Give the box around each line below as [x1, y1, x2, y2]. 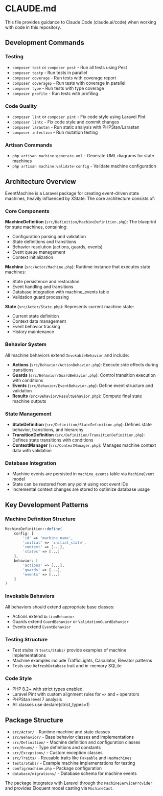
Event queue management [12, 249, 66, 255]
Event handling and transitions [12, 284, 73, 289]
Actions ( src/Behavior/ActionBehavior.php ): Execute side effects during [12, 362, 159, 367]
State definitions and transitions [12, 239, 77, 245]
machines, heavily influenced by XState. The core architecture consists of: [5, 195, 155, 201]
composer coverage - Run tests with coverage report [12, 74, 116, 81]
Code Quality [5, 102, 37, 109]
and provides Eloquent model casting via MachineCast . [5, 785, 114, 791]
